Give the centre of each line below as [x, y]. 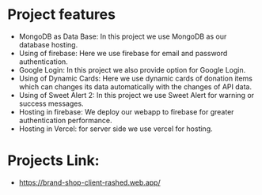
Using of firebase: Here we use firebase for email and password [123, 53]
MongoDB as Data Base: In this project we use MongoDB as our [123, 36]
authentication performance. [65, 120]
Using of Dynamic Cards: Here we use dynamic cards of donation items [135, 78]
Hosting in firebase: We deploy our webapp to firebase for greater [126, 111]
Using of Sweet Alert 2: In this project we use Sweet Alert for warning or [137, 95]
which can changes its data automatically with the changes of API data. [135, 86]
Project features [62, 15]
